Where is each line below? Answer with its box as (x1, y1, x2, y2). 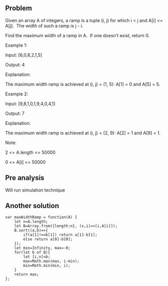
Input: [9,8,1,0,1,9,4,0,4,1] (5, 101, 56, 107)
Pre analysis (5, 173, 45, 182)
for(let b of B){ (14, 250, 51, 255)
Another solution (5, 202, 59, 210)
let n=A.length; (14, 219, 49, 224)
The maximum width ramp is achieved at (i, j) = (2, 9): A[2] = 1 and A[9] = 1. (5, 130, 161, 136)
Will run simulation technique (5, 187, 65, 193)
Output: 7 (5, 110, 25, 116)
